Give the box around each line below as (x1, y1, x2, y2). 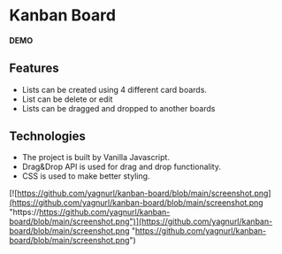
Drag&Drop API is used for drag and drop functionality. (21, 161, 221, 173)
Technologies (9, 128, 87, 143)
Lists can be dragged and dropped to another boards (21, 103, 216, 113)
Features (9, 61, 59, 76)
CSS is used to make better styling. (21, 171, 150, 181)
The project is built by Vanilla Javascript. (21, 152, 171, 163)
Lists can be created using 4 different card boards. (21, 84, 208, 95)
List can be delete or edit (21, 94, 113, 104)
